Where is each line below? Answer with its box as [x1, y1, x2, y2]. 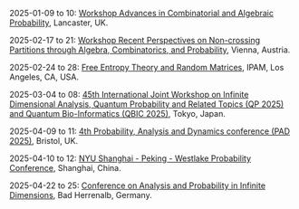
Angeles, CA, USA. [9, 71, 80, 82]
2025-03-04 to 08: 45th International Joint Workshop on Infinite [9, 90, 249, 100]
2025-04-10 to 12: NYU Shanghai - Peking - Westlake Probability [9, 153, 252, 164]
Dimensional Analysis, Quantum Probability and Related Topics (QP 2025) [9, 99, 285, 109]
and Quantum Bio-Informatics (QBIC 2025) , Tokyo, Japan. [9, 109, 227, 119]
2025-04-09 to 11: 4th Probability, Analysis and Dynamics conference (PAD [9, 126, 291, 137]
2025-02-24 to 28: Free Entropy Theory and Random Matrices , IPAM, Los [9, 62, 285, 72]
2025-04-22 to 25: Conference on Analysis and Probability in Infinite [9, 180, 265, 191]
